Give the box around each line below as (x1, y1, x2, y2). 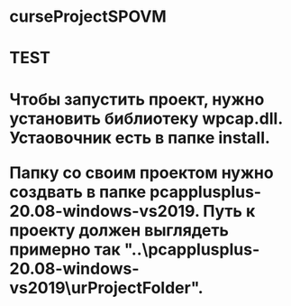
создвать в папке (9, 181, 147, 202)
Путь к (202, 200, 256, 221)
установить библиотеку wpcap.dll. (9, 108, 283, 128)
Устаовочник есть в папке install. (9, 127, 270, 148)
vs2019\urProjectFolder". (9, 277, 205, 298)
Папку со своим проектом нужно (9, 162, 274, 182)
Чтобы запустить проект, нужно (9, 88, 265, 109)
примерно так (9, 239, 121, 259)
